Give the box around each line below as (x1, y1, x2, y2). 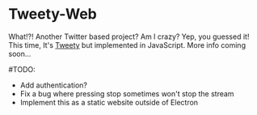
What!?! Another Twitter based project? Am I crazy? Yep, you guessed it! (8, 32, 250, 41)
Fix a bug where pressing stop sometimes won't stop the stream (19, 88, 234, 98)
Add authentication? (19, 80, 87, 90)
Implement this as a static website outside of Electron (19, 97, 199, 107)
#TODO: (8, 64, 36, 74)
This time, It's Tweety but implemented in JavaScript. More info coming (8, 40, 246, 49)
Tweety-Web (8, 5, 97, 23)
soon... (8, 49, 32, 58)
